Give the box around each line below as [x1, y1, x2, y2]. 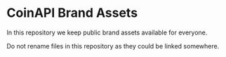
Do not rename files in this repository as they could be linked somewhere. [6, 42, 220, 50]
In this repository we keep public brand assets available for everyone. [6, 28, 208, 37]
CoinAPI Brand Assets [6, 5, 138, 21]
